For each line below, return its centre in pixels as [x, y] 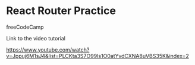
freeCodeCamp [25, 27]
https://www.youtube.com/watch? [48, 49]
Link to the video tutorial [36, 38]
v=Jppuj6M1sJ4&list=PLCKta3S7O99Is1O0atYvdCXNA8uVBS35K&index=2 [97, 56]
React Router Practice [61, 11]
